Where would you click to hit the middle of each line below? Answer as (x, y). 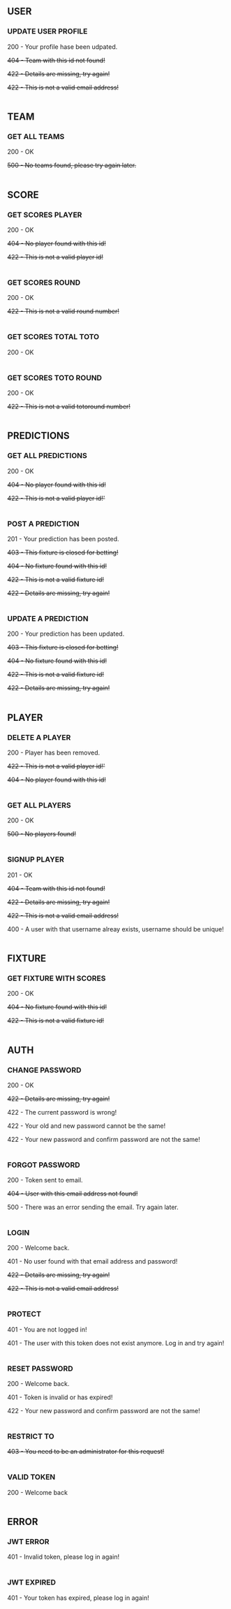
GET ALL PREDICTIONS (47, 456)
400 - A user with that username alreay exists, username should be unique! (116, 929)
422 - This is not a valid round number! (64, 311)
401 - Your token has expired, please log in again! (78, 1598)
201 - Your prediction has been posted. (64, 538)
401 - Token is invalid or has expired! (60, 1397)
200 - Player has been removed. (53, 752)
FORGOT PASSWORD (44, 1165)
